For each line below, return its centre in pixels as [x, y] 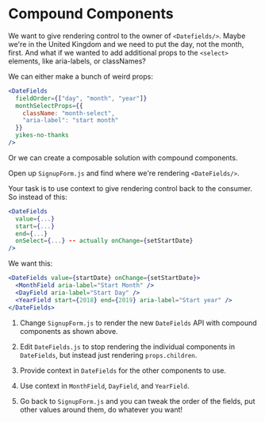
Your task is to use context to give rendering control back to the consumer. [130, 188]
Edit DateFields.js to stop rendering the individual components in [127, 347]
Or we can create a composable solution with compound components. [123, 157]
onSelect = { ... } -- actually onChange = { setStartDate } [104, 241]
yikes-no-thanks [42, 136]
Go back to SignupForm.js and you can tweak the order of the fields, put [137, 401]
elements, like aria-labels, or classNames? [77, 61]
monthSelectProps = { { [49, 105]
